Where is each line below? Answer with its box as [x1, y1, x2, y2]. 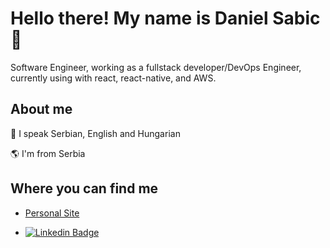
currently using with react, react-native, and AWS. [10, 72, 217, 84]
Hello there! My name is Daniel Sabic [10, 7, 321, 30]
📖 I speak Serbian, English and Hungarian [10, 127, 181, 139]
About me [10, 101, 73, 118]
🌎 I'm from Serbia [10, 147, 86, 159]
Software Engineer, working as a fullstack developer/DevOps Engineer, [10, 61, 302, 73]
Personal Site [24, 207, 80, 219]
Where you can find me [10, 180, 159, 197]
